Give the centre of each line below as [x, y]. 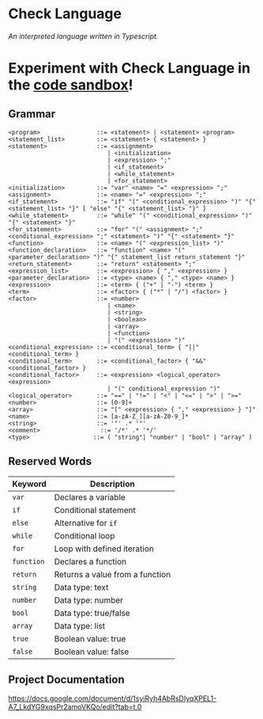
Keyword [30, 484]
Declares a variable [90, 497]
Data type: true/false [92, 613]
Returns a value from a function [113, 574]
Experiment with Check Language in [130, 68]
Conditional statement [95, 510]
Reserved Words [50, 461]
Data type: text [81, 587]
